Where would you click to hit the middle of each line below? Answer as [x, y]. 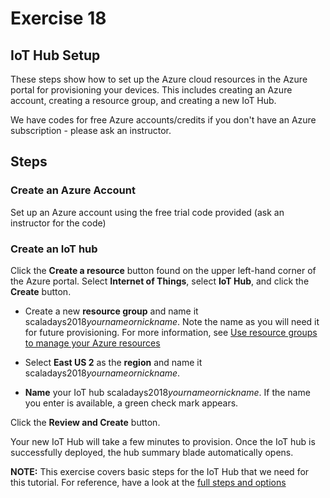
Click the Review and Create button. [85, 422]
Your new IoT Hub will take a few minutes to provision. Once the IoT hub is [163, 441]
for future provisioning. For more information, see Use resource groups [171, 332]
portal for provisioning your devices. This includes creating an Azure [151, 90]
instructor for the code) [58, 223]
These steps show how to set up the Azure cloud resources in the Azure [159, 79]
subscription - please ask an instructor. [91, 130]
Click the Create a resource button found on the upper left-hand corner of [163, 270]
